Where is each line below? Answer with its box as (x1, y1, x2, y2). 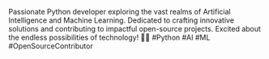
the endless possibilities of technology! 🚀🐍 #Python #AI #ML (8, 32, 211, 42)
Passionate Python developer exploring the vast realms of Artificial (8, 7, 231, 16)
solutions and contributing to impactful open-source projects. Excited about (8, 24, 262, 33)
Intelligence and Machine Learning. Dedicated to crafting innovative (8, 15, 235, 25)
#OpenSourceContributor (8, 41, 93, 51)
